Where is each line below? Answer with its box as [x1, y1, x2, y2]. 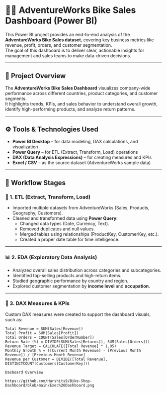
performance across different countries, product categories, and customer [5, 90, 158, 96]
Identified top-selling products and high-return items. [12, 272, 122, 278]
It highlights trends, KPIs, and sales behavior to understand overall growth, [5, 100, 158, 106]
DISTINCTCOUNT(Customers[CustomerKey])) [5, 361, 90, 366]
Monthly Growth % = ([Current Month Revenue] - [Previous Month [5, 348, 141, 353]
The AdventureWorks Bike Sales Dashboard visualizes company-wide [5, 85, 151, 91]
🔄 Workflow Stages [5, 179, 66, 187]
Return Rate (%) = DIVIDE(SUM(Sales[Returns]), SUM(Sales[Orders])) [5, 339, 150, 344]
